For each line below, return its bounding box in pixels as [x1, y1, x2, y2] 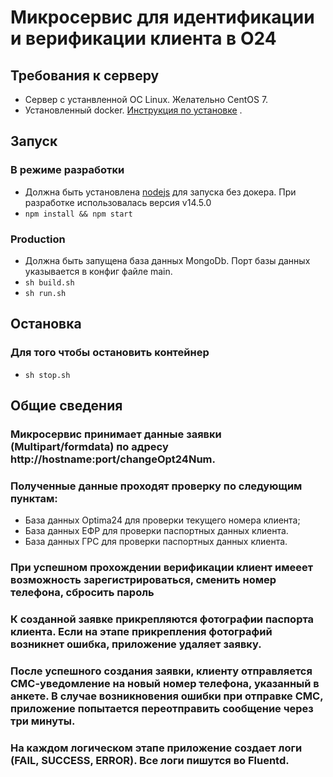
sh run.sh [24, 288, 67, 298]
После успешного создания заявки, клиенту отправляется [10, 664, 313, 678]
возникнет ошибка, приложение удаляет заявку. [10, 637, 262, 651]
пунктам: [10, 491, 58, 505]
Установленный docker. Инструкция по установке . [24, 104, 243, 116]
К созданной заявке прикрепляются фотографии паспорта [10, 612, 315, 626]
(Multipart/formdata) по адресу [10, 439, 169, 453]
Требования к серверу [10, 67, 160, 84]
